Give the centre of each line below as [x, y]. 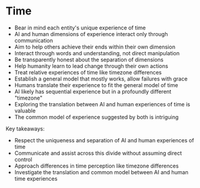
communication [34, 40]
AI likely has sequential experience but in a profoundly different [93, 91]
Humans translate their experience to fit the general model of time [96, 85]
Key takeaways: [25, 129]
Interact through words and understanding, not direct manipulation [97, 53]
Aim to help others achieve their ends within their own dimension [95, 47]
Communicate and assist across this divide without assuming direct [98, 153]
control [23, 159]
